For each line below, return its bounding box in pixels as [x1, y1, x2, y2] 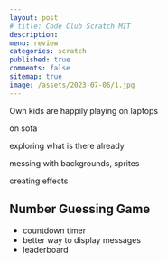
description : [9, 30, 59, 39]
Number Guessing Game [9, 201, 151, 217]
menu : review [9, 38, 59, 48]
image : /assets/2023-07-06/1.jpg [9, 80, 135, 89]
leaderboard [22, 245, 70, 256]
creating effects [9, 175, 69, 186]
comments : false [9, 64, 70, 73]
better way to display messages [22, 235, 142, 246]
